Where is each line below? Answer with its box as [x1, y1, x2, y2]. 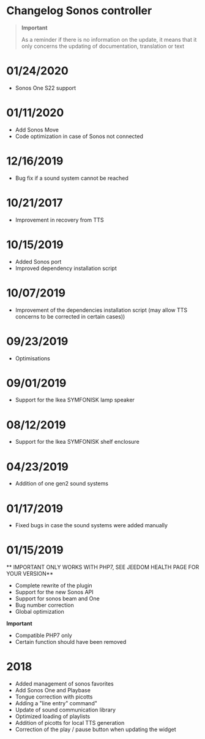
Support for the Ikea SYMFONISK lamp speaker [15, 397, 135, 404]
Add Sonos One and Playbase [15, 687, 91, 694]
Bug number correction [15, 602, 75, 609]
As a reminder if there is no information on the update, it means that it [21, 36, 197, 43]
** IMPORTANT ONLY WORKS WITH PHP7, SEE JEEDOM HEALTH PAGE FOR [6, 563, 199, 571]
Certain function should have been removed [15, 638, 127, 646]
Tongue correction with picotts [15, 693, 93, 700]
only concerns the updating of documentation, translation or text [21, 42, 185, 50]
